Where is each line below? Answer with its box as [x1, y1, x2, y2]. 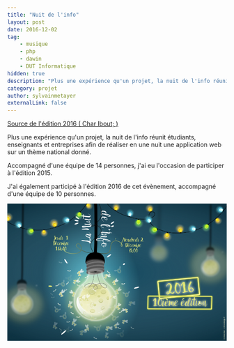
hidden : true [7, 70, 45, 77]
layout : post [7, 18, 45, 26]
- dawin [19, 56, 42, 63]
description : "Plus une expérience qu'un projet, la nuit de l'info [7, 77, 210, 84]
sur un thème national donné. [7, 148, 92, 156]
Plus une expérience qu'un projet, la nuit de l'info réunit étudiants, [7, 133, 196, 142]
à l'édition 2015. [7, 169, 52, 177]
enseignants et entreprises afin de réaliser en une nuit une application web [7, 140, 221, 149]
